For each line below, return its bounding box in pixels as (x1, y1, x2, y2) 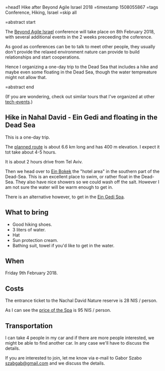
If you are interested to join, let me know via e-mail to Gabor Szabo (5, 355, 142, 361)
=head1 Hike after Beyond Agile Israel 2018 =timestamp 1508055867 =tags (5, 4, 159, 10)
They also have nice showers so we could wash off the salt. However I (15, 179, 160, 185)
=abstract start (5, 19, 36, 25)
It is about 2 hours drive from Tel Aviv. (5, 158, 83, 164)
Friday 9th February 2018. (5, 270, 58, 276)
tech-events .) (5, 99, 33, 105)
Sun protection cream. (12, 237, 58, 243)
